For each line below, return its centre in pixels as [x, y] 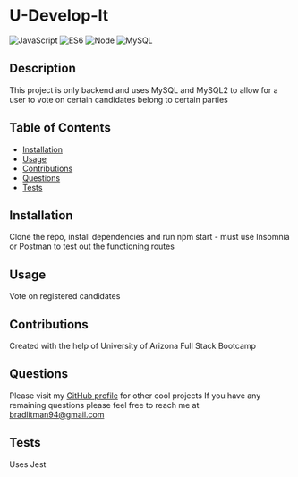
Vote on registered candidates [65, 296]
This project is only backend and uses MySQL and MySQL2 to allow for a [144, 89]
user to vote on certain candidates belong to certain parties [119, 99]
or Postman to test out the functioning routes [92, 246]
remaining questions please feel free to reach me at [104, 405]
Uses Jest [28, 464]
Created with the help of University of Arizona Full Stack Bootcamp [133, 346]
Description [43, 68]
